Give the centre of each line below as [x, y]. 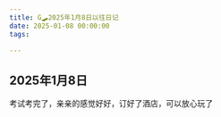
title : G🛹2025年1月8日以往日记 [64, 17]
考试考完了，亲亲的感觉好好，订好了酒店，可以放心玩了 [111, 104]
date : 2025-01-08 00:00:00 [59, 26]
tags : [19, 34]
